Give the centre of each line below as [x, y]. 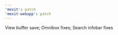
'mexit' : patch [20, 9]
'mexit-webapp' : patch [28, 14]
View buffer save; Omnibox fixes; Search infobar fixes [59, 27]
